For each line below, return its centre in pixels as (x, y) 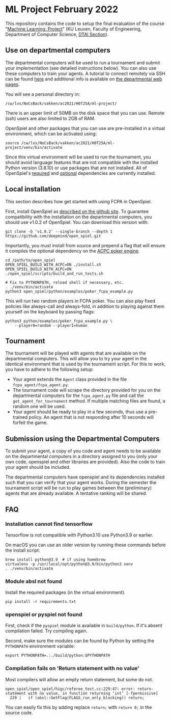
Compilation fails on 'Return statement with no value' (73, 669)
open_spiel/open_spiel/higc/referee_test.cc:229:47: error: (70, 689)
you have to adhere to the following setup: (50, 369)
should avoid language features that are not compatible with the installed (82, 162)
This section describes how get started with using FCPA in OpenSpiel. (79, 201)
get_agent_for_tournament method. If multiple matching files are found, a (89, 401)
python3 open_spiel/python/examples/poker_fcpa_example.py (69, 291)
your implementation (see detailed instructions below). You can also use (81, 68)
